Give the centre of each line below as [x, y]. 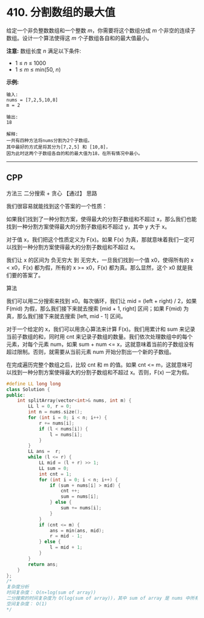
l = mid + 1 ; [66, 548]
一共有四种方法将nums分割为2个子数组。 [49, 140]
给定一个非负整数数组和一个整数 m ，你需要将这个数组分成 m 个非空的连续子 [101, 30]
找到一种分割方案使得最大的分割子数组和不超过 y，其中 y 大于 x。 [88, 226]
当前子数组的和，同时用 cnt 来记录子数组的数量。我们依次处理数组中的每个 [100, 336]
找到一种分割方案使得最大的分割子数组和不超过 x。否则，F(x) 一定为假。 [102, 372]
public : [16, 395]
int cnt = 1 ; [55, 474]
